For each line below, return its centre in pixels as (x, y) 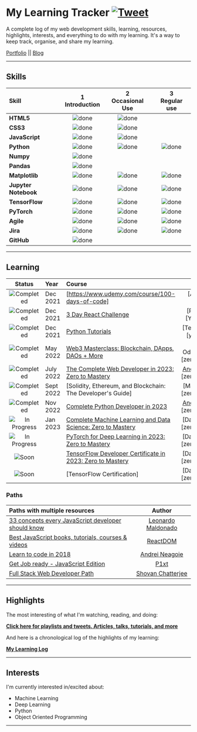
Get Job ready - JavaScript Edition (57, 564)
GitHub (19, 240)
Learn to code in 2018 (40, 554)
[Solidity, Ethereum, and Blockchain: (116, 385)
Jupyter (20, 185)
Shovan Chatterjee (162, 573)
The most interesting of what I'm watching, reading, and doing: (82, 614)
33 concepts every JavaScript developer (65, 520)
